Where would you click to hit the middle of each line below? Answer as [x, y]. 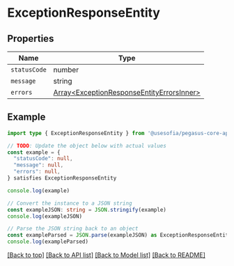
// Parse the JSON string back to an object [73, 229]
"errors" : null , [37, 172]
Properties [31, 39]
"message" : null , [39, 165]
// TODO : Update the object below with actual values [87, 146]
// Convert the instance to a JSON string [70, 203]
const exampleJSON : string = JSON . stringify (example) [87, 210]
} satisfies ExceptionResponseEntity [62, 178]
